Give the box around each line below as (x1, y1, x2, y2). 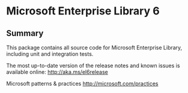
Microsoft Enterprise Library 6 (6, 4, 160, 18)
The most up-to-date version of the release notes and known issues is (6, 62, 180, 69)
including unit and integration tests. (6, 50, 94, 58)
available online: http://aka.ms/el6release (6, 68, 108, 76)
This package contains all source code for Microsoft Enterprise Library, (6, 44, 183, 51)
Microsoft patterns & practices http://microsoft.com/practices (6, 80, 159, 87)
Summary (6, 28, 44, 38)
